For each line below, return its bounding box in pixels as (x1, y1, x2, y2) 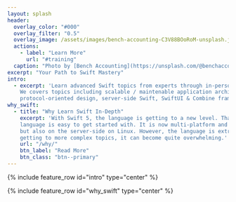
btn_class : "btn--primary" (20, 154, 99, 161)
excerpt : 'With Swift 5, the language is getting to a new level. (20, 114, 218, 121)
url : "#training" (25, 56, 77, 63)
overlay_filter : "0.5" (13, 29, 80, 37)
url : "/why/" (20, 141, 58, 148)
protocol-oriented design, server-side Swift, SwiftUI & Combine (20, 95, 216, 102)
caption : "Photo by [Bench (13, 62, 93, 69)
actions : (13, 43, 39, 50)
